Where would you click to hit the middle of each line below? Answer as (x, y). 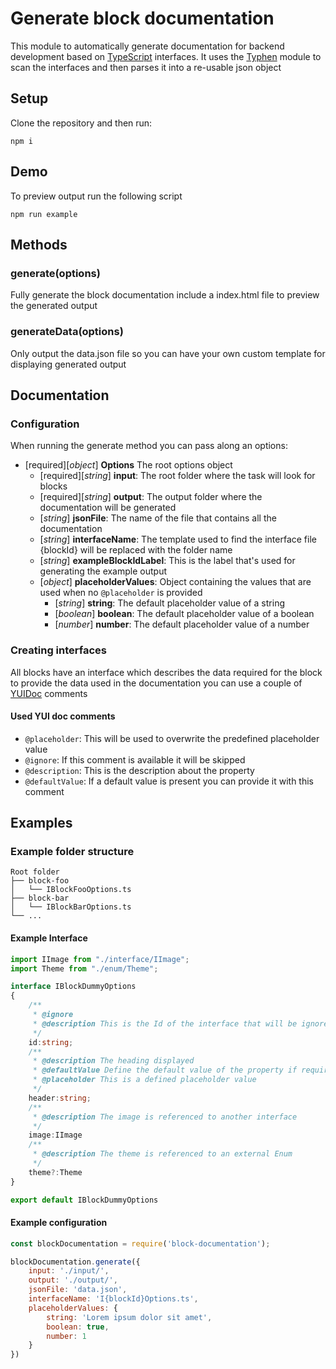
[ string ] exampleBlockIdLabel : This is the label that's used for (167, 561)
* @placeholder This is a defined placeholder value (144, 1080)
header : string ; (60, 1098)
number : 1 (66, 1336)
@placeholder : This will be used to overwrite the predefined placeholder (172, 738)
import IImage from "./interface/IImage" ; (100, 959)
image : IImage (55, 1135)
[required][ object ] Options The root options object (128, 465)
